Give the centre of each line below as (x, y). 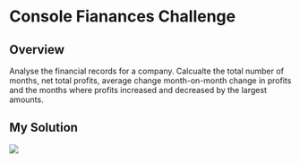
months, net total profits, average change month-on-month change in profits (150, 81)
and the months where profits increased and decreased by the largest (138, 90)
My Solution (44, 128)
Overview (37, 50)
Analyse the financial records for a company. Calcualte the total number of (147, 71)
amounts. (26, 99)
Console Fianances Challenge (122, 17)
